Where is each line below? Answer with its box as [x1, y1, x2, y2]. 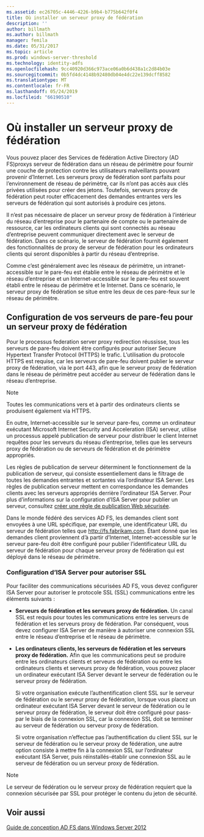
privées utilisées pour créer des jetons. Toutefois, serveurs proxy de [6, 186, 178, 193]
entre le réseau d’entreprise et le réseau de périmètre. [15, 633, 151, 640]
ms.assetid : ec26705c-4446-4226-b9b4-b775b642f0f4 [6, 9, 138, 15]
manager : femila [6, 37, 48, 43]
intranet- [164, 262, 186, 269]
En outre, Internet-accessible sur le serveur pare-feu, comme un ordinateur [6, 419, 196, 426]
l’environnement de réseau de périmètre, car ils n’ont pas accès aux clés [6, 180, 189, 187]
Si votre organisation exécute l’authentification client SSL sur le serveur [15, 689, 195, 696]
